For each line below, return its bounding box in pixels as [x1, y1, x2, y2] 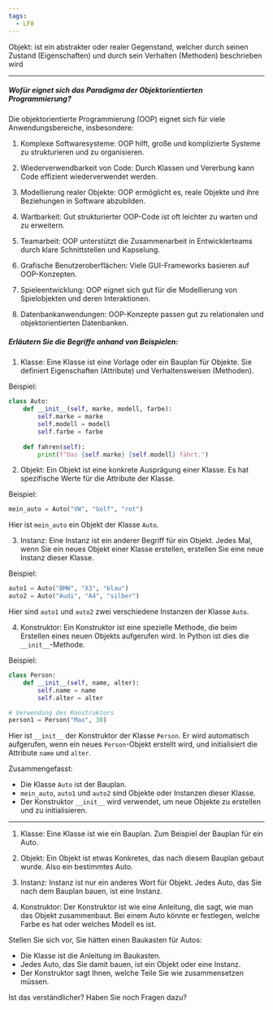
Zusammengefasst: [8, 764, 73, 773]
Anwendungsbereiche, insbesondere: [8, 123, 134, 133]
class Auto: [8, 398, 49, 406]
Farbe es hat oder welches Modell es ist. [19, 920, 157, 929]
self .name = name [37, 686, 96, 694]
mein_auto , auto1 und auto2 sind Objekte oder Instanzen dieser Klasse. [19, 788, 256, 798]
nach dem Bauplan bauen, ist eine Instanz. [19, 886, 162, 896]
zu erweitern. [19, 220, 65, 230]
